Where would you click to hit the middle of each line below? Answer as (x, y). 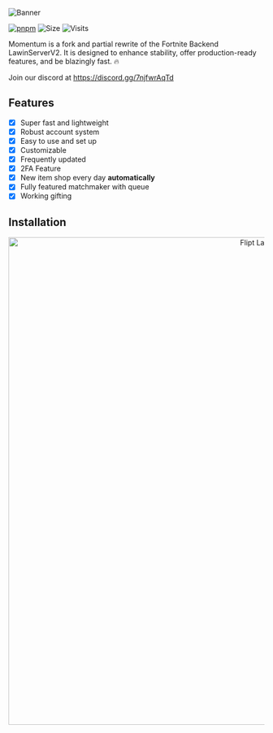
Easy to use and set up (58, 141)
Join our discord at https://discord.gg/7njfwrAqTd (91, 78)
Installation (37, 222)
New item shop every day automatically (88, 178)
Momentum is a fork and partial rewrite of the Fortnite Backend (114, 44)
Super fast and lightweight (64, 123)
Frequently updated (53, 159)
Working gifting (46, 196)
